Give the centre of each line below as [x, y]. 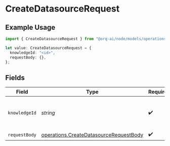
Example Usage [30, 27]
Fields [15, 78]
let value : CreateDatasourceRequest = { [49, 48]
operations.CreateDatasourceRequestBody [92, 135]
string [48, 113]
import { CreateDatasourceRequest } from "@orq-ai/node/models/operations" [87, 39]
